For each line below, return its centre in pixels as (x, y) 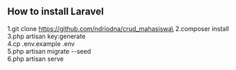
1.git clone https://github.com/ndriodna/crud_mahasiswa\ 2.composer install (118, 28)
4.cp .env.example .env (41, 43)
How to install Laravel (55, 12)
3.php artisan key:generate (47, 36)
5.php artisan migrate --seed (49, 51)
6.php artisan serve (36, 59)
